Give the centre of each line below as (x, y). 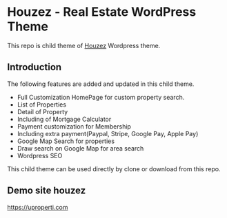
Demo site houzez (47, 191)
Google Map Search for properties (66, 141)
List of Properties (42, 105)
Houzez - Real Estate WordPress (102, 12)
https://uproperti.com (38, 207)
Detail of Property (42, 111)
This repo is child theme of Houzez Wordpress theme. (84, 45)
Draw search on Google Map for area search (80, 148)
